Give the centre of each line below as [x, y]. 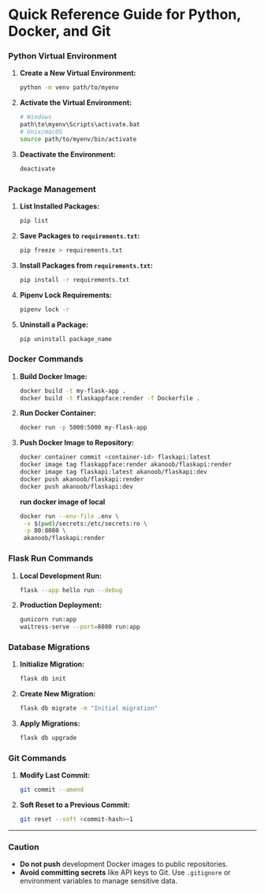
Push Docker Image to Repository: [77, 443]
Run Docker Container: [58, 413]
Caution [24, 847]
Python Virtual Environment [63, 56]
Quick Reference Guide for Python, [125, 15]
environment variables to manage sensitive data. [98, 881]
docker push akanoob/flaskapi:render [82, 479]
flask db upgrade [48, 738]
